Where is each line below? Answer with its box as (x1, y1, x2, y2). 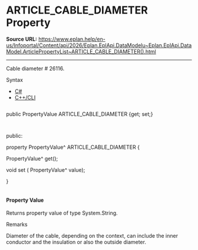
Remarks (6, 221, 28, 228)
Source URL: (6, 35, 37, 42)
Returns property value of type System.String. (6, 209, 118, 216)
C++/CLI (14, 94, 36, 101)
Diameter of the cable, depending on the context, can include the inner (6, 232, 179, 239)
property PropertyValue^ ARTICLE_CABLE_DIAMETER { (6, 144, 140, 151)
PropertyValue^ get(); (6, 155, 58, 162)
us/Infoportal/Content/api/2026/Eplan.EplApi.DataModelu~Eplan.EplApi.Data (6, 42, 192, 49)
